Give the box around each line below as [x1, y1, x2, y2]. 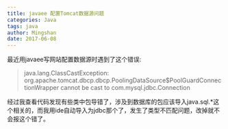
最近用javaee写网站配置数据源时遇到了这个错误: [7, 56, 142, 64]
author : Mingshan [7, 29, 57, 36]
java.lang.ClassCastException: [23, 69, 110, 78]
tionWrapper [23, 84, 60, 92]
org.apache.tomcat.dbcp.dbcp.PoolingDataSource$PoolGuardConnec [23, 76, 222, 84]
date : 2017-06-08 [7, 36, 57, 43]
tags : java [7, 23, 38, 30]
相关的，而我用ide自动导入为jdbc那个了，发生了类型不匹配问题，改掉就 [12, 106, 214, 115]
